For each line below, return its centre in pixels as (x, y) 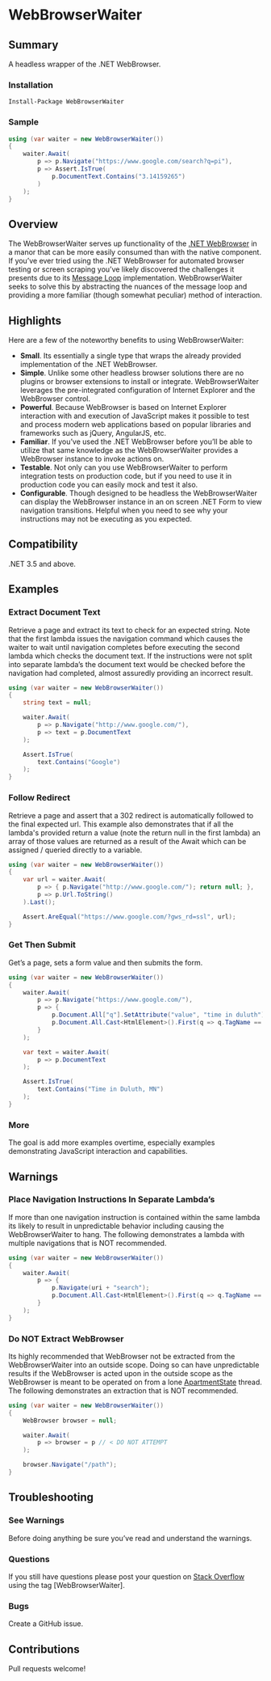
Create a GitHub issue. (46, 1624)
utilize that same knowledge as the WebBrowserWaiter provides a (129, 450)
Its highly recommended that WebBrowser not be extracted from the (122, 1356)
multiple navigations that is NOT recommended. (88, 1243)
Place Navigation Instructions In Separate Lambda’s (112, 1200)
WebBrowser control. (55, 399)
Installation (31, 85)
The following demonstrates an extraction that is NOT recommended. (123, 1390)
